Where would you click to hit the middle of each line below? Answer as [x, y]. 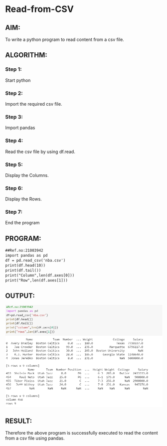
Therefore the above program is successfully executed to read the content [82, 433]
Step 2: [14, 93]
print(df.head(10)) [25, 266]
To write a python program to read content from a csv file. [65, 39]
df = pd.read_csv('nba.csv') [35, 261]
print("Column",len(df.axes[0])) [40, 276]
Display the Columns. [27, 175]
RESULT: [19, 421]
